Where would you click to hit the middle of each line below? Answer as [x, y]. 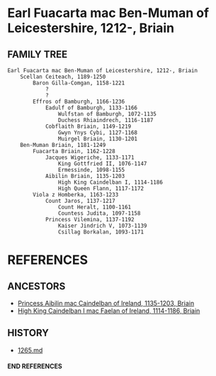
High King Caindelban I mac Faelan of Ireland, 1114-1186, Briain [109, 311]
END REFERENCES [35, 366]
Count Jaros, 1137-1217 [80, 201]
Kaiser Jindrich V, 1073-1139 [102, 226]
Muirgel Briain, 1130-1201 [98, 139]
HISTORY [28, 333]
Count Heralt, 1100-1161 [95, 207]
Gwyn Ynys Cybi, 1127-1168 [98, 133]
